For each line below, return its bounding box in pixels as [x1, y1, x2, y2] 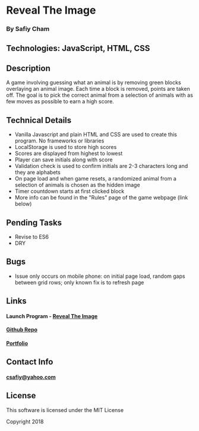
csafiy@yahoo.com [6, 373, 56, 381]
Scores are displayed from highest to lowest [14, 150, 123, 157]
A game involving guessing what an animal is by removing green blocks [6, 79, 181, 86]
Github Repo [6, 326, 37, 333]
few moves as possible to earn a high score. [6, 98, 114, 105]
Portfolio [6, 340, 29, 347]
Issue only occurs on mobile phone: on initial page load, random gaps [14, 272, 185, 280]
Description [6, 63, 50, 73]
